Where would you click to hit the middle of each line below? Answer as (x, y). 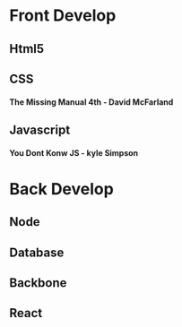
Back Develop (61, 189)
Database (37, 252)
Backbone (38, 283)
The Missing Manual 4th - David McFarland (91, 102)
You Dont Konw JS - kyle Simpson (74, 152)
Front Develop (63, 16)
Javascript (40, 129)
